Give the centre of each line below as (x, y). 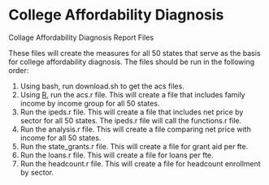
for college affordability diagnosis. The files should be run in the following (132, 62)
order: (19, 70)
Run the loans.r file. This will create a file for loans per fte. (117, 155)
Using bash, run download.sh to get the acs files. (102, 86)
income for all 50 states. (61, 138)
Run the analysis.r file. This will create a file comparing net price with (136, 129)
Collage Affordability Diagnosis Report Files (81, 37)
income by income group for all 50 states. (90, 103)
